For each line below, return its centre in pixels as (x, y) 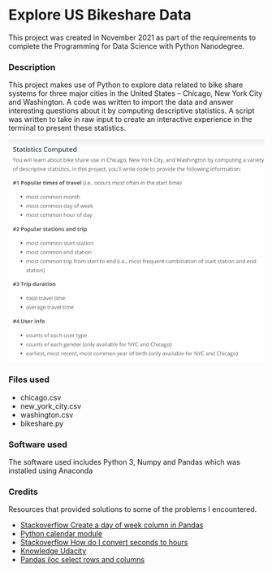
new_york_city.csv (51, 406)
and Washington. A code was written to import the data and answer (121, 102)
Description (32, 67)
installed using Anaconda (51, 470)
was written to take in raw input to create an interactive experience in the (131, 119)
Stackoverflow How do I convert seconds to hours (104, 543)
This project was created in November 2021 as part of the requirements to (132, 37)
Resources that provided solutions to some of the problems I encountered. (133, 509)
